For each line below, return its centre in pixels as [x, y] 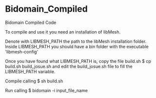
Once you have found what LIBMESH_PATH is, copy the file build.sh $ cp [78, 61]
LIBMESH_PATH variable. [30, 71]
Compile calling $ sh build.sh [34, 81]
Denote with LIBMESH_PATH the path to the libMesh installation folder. [76, 41]
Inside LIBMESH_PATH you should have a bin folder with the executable [77, 46]
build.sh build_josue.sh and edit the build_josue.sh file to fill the [69, 66]
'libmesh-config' [22, 52]
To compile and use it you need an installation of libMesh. [63, 32]
